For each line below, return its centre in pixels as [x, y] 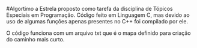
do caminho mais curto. [35, 39]
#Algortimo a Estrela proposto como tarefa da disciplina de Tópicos [89, 9]
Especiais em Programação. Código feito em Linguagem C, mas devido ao [98, 15]
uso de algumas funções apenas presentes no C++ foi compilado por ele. [97, 21]
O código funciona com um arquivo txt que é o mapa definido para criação [98, 33]
